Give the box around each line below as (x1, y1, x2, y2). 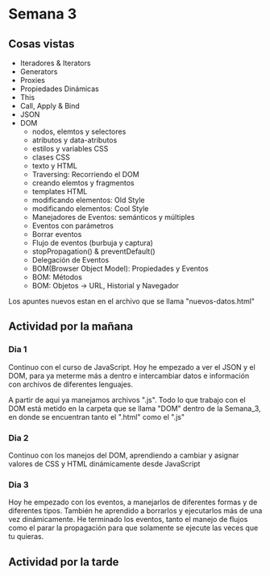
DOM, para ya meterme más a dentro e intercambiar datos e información (8, 371, 250, 380)
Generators (19, 67, 58, 77)
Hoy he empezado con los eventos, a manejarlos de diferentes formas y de (8, 497, 258, 508)
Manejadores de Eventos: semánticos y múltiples (31, 213, 195, 222)
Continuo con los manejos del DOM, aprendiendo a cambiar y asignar (8, 450, 239, 460)
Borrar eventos (31, 230, 82, 238)
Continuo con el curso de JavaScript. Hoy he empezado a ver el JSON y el (8, 362, 255, 371)
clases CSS (31, 152, 70, 162)
